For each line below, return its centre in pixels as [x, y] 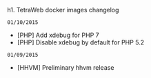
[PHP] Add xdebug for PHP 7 [58, 35]
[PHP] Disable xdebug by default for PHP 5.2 [81, 42]
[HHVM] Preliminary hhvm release [66, 67]
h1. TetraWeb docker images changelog [63, 10]
